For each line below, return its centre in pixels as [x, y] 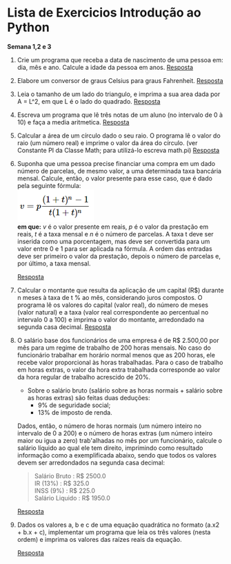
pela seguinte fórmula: [49, 185]
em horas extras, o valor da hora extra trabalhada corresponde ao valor [119, 369]
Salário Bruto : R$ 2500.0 [70, 476]
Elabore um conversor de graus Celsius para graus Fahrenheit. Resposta [120, 80]
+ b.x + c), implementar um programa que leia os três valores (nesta [114, 532]
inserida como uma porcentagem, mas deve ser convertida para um [113, 241]
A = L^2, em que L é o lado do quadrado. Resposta [89, 101]
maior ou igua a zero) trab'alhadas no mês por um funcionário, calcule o [120, 440]
